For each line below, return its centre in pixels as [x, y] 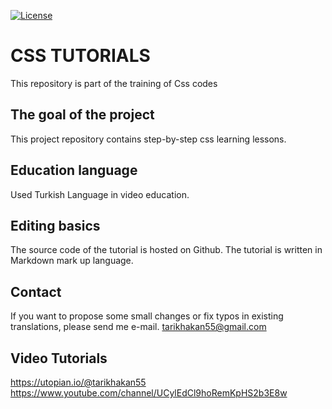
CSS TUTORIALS [80, 56]
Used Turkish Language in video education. [100, 194]
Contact [36, 291]
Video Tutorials [59, 358]
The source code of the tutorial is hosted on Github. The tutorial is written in [166, 250]
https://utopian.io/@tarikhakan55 [78, 382]
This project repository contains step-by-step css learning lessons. [148, 139]
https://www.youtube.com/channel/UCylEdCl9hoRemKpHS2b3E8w [149, 393]
